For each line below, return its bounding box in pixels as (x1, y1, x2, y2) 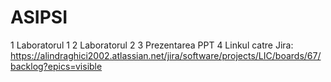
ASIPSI (10, 6, 68, 29)
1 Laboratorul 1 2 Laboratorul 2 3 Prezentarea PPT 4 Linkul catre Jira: (10, 39, 294, 51)
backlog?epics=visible (10, 60, 103, 72)
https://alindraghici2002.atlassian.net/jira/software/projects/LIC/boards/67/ (10, 49, 322, 61)
